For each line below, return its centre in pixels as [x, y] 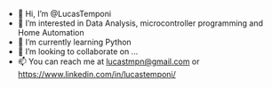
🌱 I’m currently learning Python [74, 42]
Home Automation [51, 32]
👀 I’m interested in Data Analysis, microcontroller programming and [140, 23]
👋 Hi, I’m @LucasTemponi [64, 14]
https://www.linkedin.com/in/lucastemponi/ [96, 74]
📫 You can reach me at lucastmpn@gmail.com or [108, 61]
